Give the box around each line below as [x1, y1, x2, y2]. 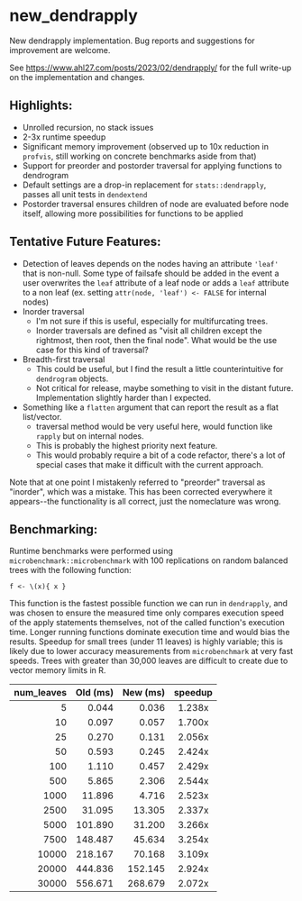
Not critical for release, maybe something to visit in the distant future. [35, 382, 294, 393]
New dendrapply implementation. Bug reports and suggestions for [9, 35, 255, 46]
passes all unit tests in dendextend [22, 188, 148, 199]
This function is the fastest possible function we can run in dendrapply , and [9, 598, 288, 609]
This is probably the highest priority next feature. [35, 440, 218, 450]
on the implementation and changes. [9, 71, 146, 82]
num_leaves [14, 687, 68, 699]
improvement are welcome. [9, 44, 111, 55]
